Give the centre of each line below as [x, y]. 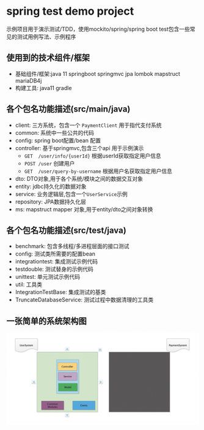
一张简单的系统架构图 [46, 321]
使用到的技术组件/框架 [48, 58]
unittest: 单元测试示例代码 [48, 277]
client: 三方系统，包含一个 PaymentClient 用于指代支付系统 [88, 125]
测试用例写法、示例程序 [46, 36]
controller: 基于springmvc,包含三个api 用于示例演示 [79, 148]
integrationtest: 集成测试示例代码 [56, 262]
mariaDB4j [28, 80]
